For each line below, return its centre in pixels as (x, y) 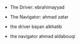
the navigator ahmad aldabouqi (43, 36)
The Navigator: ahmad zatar (39, 17)
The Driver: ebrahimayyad (37, 7)
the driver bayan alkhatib (36, 26)
